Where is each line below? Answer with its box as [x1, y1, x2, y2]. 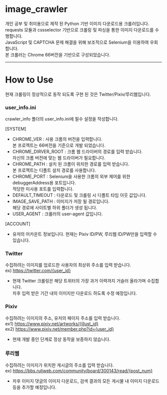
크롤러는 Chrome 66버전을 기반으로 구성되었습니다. [10, 51, 111, 58]
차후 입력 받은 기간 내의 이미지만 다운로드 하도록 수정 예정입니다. [12, 290, 137, 296]
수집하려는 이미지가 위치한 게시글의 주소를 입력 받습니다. [5, 362, 114, 368]
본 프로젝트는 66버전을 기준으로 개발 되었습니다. [12, 142, 106, 148]
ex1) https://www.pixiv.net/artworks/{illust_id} [5, 320, 98, 327]
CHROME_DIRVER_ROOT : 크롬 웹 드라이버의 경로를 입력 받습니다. [12, 148, 143, 155]
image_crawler [5, 3, 68, 15]
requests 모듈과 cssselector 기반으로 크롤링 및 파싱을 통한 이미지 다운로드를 [5, 26, 154, 33]
